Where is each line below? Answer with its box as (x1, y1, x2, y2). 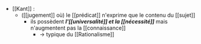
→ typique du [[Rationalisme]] (39, 31, 115, 38)
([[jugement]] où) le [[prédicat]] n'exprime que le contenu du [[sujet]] (21, 11, 196, 19)
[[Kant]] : (12, 5, 35, 12)
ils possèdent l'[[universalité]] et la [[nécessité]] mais (30, 18, 168, 25)
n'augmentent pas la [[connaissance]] (30, 24, 126, 31)
